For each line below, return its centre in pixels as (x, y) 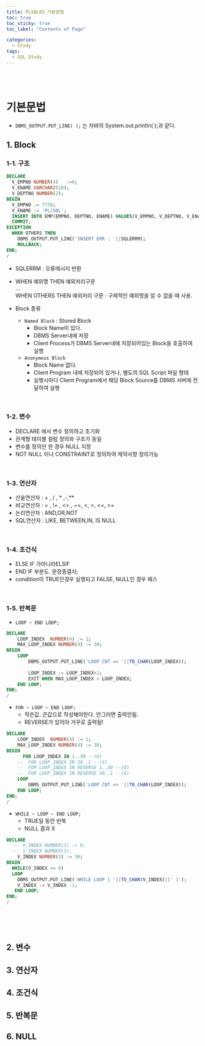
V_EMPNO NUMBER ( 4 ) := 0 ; (45, 182)
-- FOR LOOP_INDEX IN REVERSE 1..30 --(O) (74, 768)
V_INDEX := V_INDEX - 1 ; (48, 885)
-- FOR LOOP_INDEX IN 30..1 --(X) (63, 762)
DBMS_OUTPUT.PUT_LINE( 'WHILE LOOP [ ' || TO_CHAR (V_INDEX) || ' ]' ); (102, 879)
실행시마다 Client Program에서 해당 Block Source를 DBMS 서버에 (113, 380)
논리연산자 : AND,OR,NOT (46, 513)
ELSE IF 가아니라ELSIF (42, 564)
